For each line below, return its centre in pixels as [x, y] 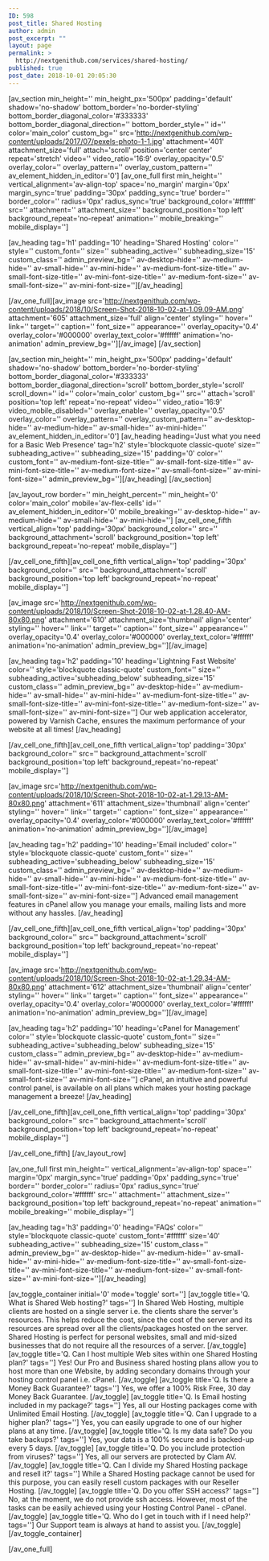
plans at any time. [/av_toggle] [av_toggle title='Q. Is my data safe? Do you [130, 1431]
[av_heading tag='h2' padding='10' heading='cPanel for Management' [124, 1028]
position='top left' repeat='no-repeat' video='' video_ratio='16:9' [115, 402]
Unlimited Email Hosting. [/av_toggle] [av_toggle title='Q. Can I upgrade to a [132, 1414]
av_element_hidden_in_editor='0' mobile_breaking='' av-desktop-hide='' [128, 511]
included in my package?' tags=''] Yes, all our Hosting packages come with [133, 1405]
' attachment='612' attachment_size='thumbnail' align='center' [147, 986]
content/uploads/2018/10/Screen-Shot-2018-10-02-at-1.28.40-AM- [120, 611]
